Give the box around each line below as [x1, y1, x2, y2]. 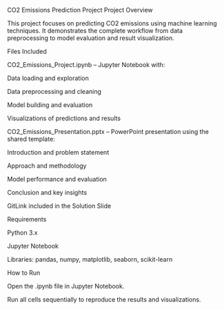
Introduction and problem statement [7, 148, 110, 156]
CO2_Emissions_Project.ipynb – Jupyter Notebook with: [7, 61, 165, 68]
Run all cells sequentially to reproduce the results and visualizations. [7, 296, 201, 303]
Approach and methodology [7, 162, 87, 170]
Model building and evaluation [7, 101, 93, 109]
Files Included [7, 48, 47, 55]
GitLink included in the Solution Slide [7, 202, 112, 210]
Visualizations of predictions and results [7, 114, 121, 122]
